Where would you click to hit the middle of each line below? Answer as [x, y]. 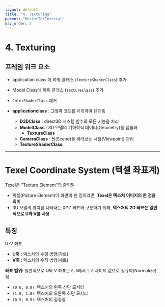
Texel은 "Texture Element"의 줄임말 [40, 185]
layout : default [22, 10]
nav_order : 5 [18, 23]
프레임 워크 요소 [27, 67]
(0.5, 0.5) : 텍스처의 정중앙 [39, 299]
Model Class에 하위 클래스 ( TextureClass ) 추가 [58, 90]
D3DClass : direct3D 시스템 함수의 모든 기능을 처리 [69, 121]
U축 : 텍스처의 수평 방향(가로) [40, 254]
